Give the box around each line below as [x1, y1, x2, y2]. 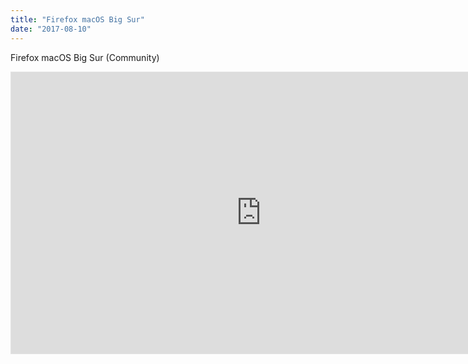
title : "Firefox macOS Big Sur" [10, 14, 145, 25]
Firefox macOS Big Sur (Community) [10, 51, 160, 63]
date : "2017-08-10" [10, 24, 92, 34]
